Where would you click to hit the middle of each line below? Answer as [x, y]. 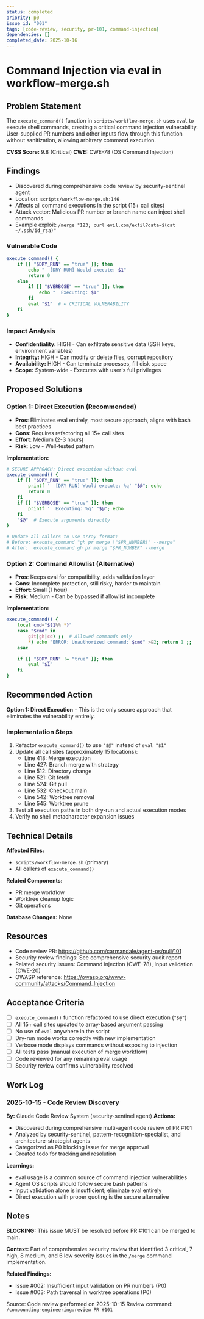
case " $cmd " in [37, 631]
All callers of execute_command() [55, 869]
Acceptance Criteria [45, 1003]
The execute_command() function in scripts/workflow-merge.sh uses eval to [100, 121]
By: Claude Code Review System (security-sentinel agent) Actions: [91, 1116]
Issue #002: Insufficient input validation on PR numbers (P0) [91, 1285]
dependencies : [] [28, 35]
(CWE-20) [28, 970]
